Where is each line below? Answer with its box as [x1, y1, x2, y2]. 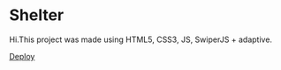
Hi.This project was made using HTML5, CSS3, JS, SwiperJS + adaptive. [9, 34, 272, 45]
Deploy [9, 51, 35, 61]
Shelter [9, 5, 65, 25]
